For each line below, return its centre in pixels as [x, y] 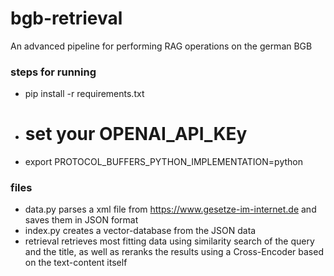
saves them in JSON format [81, 220]
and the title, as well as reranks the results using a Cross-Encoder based [174, 252]
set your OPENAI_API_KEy [136, 134]
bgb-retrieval [66, 18]
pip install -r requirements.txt [84, 94]
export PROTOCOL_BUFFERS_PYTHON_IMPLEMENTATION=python [163, 162]
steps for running [53, 72]
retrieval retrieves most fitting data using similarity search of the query [169, 241]
